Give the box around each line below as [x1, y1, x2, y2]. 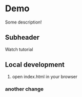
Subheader [5, 33, 40, 42]
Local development [5, 61, 65, 69]
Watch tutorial [5, 46, 33, 52]
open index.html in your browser [12, 73, 78, 79]
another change [5, 86, 44, 93]
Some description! [5, 19, 42, 25]
